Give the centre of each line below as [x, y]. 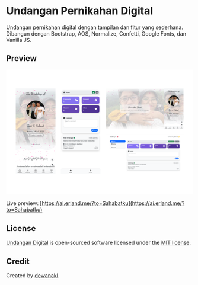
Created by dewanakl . [33, 276]
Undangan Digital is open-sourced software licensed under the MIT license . [99, 243]
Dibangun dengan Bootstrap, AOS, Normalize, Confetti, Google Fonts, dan [96, 33]
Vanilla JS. [19, 40]
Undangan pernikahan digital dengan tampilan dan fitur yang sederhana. [95, 27]
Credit [18, 261]
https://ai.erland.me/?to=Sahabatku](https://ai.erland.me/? [113, 203]
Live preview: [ [24, 203]
